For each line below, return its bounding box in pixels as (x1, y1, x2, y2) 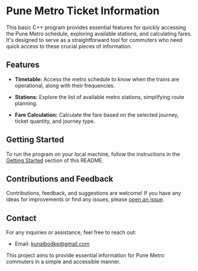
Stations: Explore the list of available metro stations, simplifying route (14, 93, 184, 100)
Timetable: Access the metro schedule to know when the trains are (14, 75, 180, 82)
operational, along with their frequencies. (14, 82, 115, 89)
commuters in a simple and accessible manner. (6, 258, 121, 265)
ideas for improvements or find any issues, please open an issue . (6, 196, 164, 203)
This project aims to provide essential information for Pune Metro (6, 252, 164, 259)
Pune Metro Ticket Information (6, 4, 160, 18)
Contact (6, 213, 37, 223)
